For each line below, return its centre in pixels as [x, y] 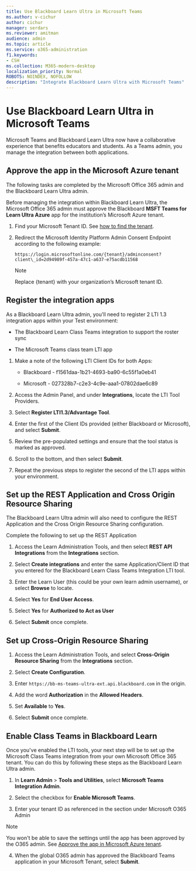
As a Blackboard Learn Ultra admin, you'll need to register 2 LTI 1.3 [86, 314]
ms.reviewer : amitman [32, 33]
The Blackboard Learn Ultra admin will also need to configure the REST [92, 518]
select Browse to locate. [44, 588]
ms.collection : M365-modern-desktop [51, 66]
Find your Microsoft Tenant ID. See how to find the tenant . [84, 226]
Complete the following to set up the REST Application [71, 536]
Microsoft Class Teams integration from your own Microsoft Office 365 [91, 756]
